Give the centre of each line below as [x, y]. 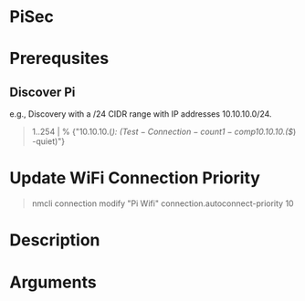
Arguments [53, 282]
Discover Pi [42, 92]
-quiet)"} [48, 141]
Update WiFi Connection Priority [135, 178]
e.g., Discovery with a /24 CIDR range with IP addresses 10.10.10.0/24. [141, 114]
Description [55, 240]
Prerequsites [59, 59]
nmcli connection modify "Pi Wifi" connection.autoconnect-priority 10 [163, 203]
